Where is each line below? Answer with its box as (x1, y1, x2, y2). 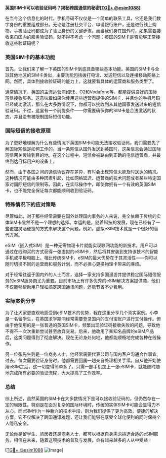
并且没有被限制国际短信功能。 (13, 114, 75, 120)
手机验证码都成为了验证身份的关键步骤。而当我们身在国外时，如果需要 (13, 28, 157, 34)
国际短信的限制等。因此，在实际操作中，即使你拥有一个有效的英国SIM (13, 181, 156, 187)
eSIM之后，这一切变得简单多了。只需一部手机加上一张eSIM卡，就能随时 (9, 364, 156, 370)
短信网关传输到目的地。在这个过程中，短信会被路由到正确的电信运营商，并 (5, 152, 157, 158)
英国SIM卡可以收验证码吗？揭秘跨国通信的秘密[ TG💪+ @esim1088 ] (5, 5, 141, 10)
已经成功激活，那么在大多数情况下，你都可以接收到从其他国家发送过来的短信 (5, 101, 161, 107)
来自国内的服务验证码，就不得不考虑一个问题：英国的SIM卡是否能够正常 (9, 34, 156, 40)
